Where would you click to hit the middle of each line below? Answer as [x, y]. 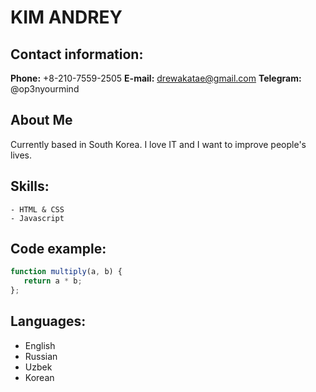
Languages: [48, 321]
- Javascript [37, 218]
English [40, 345]
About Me [41, 120]
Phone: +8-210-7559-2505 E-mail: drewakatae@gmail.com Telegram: [156, 78]
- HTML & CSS [37, 209]
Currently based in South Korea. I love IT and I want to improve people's [158, 144]
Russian [41, 356]
